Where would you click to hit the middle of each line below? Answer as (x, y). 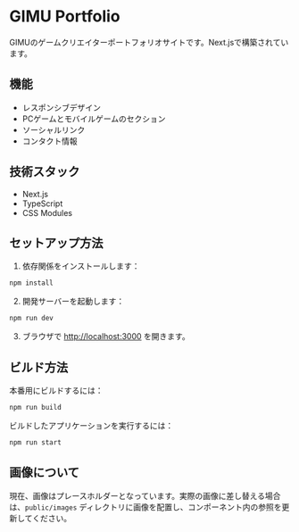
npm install (31, 283)
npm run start (36, 442)
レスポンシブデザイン (61, 107)
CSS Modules (47, 212)
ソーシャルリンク (54, 129)
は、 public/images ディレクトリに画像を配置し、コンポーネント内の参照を (146, 507)
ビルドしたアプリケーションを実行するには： (91, 425)
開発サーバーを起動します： (73, 302)
